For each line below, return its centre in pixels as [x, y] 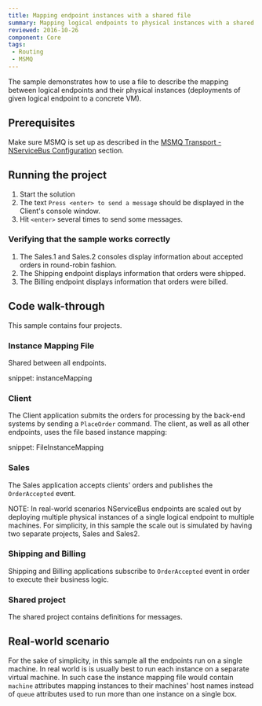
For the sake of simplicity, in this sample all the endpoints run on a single [126, 660]
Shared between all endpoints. [58, 362]
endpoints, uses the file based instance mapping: [87, 432]
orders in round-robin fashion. [68, 265]
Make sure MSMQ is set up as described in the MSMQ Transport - [115, 142]
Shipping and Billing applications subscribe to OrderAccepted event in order [129, 571]
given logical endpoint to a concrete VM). [75, 98]
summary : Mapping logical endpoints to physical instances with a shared [131, 23]
